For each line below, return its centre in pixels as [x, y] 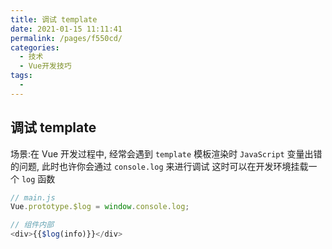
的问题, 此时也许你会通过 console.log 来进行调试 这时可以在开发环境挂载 [159, 166]
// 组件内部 [32, 225]
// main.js [33, 197]
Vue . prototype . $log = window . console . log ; [100, 207]
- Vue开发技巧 [45, 66]
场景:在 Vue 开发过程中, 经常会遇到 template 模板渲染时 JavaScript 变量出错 [166, 153]
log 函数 [38, 178]
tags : [21, 76]
